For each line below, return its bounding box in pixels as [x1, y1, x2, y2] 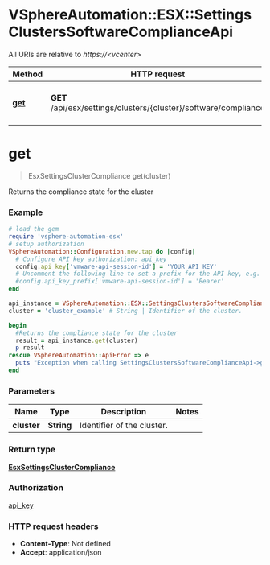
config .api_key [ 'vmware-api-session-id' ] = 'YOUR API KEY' [15, 262, 218, 270]
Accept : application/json [19, 547, 102, 557]
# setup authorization [8, 240, 84, 248]
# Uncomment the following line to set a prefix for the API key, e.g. [15, 270, 261, 278]
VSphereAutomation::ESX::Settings [8, 6, 252, 24]
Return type [8, 444, 56, 456]
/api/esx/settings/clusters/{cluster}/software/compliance [51, 102, 265, 113]
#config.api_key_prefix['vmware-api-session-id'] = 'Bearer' [15, 278, 225, 286]
